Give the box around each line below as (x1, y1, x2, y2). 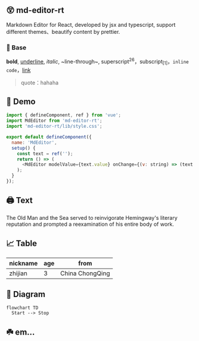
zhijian (9, 269, 28, 277)
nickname (9, 259, 38, 267)
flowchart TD (6, 305, 39, 311)
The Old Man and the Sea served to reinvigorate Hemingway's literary (6, 214, 178, 221)
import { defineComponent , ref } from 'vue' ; (6, 112, 121, 118)
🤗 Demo (6, 96, 36, 106)
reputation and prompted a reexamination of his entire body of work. (6, 220, 175, 228)
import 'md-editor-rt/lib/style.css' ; (6, 124, 102, 130)
